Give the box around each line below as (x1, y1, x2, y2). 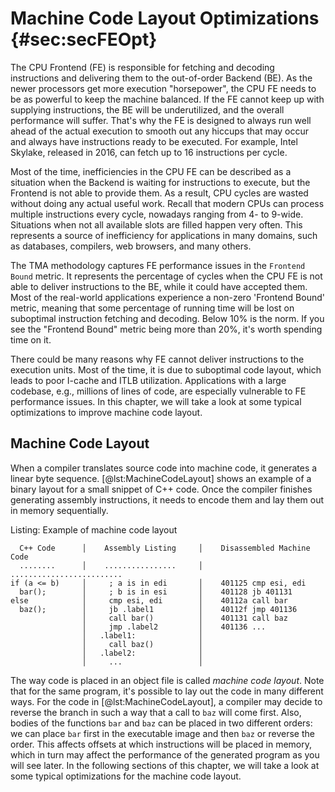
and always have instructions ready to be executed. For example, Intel (10, 135, 298, 147)
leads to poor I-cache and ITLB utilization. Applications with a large (10, 374, 287, 386)
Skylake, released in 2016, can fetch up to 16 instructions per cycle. (10, 146, 288, 158)
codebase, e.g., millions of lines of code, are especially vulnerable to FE (10, 385, 307, 397)
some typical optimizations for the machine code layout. (10, 770, 242, 782)
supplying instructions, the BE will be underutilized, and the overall (10, 103, 285, 116)
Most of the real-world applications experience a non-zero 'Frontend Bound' (10, 291, 325, 303)
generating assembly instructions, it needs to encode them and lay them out (10, 493, 325, 506)
